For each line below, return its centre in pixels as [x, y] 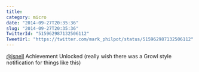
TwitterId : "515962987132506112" [48, 34]
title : [14, 12]
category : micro [26, 17]
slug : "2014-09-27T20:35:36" [42, 28]
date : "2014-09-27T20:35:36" [42, 23]
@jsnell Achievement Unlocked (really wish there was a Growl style [89, 56]
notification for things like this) [44, 62]
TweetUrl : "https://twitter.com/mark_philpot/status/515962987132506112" [100, 39]
